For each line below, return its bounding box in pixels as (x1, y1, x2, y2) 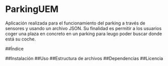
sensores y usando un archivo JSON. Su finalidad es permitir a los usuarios (5, 25, 162, 31)
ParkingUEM (5, 3, 59, 15)
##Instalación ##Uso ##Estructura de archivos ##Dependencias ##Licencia (5, 55, 163, 61)
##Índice (5, 45, 24, 51)
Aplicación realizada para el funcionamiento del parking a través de (5, 20, 145, 26)
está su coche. (5, 36, 36, 42)
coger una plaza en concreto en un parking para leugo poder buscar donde (5, 30, 162, 36)
